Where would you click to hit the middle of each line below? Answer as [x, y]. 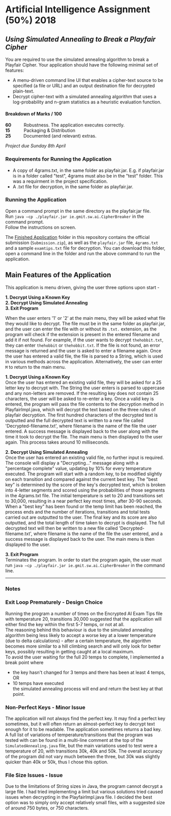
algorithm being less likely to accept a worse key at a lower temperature [81, 635]
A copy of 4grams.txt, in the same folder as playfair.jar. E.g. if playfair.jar [88, 170]
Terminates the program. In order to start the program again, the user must [83, 560]
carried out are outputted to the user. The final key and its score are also [81, 517]
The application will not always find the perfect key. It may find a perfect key [85, 719]
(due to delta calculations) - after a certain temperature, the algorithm [78, 641]
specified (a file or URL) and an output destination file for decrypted [84, 86]
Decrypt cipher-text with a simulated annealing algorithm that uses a [84, 96]
